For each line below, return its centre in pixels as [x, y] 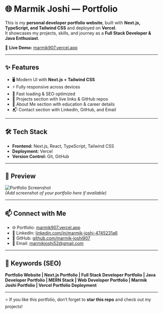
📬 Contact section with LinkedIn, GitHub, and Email [64, 109]
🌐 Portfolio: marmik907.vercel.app [46, 227]
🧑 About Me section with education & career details [63, 104]
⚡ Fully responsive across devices [46, 87]
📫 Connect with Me [36, 213]
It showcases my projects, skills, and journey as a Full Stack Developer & [78, 33]
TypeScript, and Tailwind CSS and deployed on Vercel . [61, 28]
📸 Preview [20, 176]
